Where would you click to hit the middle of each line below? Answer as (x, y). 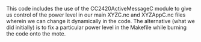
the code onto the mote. (36, 34)
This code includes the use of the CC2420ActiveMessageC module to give (99, 9)
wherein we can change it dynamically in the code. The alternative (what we (101, 21)
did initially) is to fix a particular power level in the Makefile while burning (97, 27)
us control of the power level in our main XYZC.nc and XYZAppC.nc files (96, 15)
